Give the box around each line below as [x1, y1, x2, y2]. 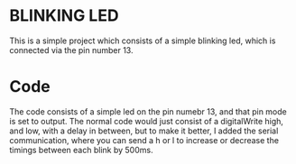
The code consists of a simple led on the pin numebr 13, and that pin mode [9, 105, 287, 117]
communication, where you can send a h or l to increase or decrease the [9, 134, 280, 145]
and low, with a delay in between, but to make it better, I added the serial [9, 125, 279, 136]
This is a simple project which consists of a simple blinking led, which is [9, 35, 276, 46]
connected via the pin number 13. [9, 44, 134, 55]
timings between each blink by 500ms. [9, 144, 153, 155]
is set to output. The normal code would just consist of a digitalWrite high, [9, 115, 284, 126]
